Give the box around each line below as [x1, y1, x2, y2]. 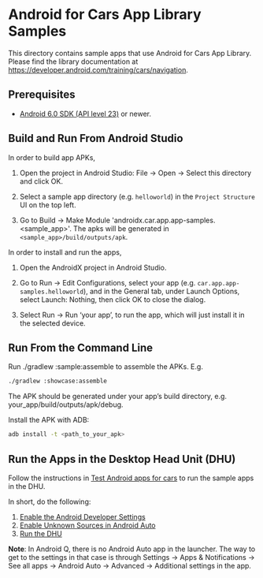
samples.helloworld [19, 288, 84, 296]
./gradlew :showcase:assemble [8, 377, 108, 386]
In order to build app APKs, [8, 152, 96, 162]
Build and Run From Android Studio [8, 132, 183, 145]
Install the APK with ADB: [8, 416, 90, 425]
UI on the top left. [19, 200, 76, 210]
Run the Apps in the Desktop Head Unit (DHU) [8, 452, 236, 466]
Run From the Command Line [8, 341, 154, 354]
